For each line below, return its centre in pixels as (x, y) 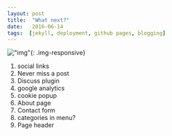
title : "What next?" (38, 20)
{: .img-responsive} (58, 53)
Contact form (36, 110)
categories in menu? (46, 118)
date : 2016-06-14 (35, 26)
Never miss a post (43, 74)
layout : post (26, 14)
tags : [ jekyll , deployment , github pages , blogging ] (87, 33)
